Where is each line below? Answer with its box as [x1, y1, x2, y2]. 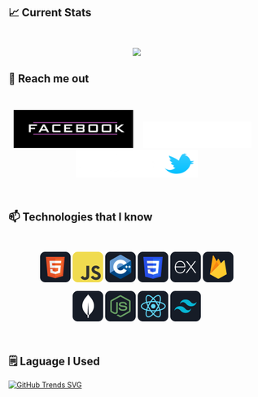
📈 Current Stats [8, 6, 92, 20]
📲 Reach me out [8, 72, 90, 86]
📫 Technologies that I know [8, 210, 153, 225]
